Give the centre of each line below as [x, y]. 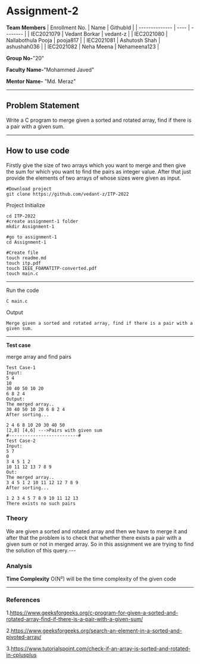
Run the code [23, 290]
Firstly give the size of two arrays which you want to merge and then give [96, 165]
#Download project [29, 189]
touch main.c [22, 273]
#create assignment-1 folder [42, 221]
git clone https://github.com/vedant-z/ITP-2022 [68, 194]
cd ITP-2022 [21, 216]
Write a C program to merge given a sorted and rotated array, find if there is [99, 120]
